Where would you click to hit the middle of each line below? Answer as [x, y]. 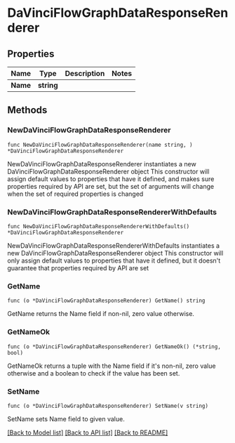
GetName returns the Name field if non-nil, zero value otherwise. [101, 314]
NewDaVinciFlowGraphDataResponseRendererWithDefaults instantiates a [113, 245]
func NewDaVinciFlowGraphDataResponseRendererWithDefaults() [99, 226]
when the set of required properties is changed [75, 194]
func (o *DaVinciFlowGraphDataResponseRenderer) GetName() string [106, 301]
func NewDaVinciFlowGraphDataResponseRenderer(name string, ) [100, 145]
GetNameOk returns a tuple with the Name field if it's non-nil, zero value [112, 366]
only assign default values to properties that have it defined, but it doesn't [114, 260]
